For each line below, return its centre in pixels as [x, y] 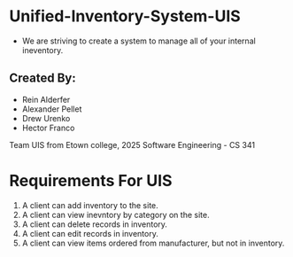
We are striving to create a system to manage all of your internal [139, 41]
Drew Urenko [46, 118]
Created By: [43, 78]
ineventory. [42, 50]
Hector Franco [48, 128]
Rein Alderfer [46, 99]
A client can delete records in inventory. [95, 224]
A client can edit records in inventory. [90, 233]
